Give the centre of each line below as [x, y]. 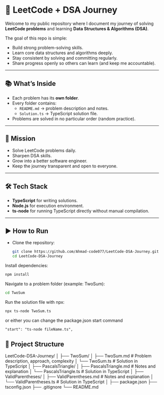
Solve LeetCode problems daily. [44, 150]
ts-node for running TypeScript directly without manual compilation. [81, 211]
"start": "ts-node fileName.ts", [39, 329]
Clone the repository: [33, 243]
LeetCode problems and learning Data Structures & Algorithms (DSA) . [77, 28]
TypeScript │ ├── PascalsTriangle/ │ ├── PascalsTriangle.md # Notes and [81, 366]
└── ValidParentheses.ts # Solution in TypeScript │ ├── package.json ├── [81, 382]
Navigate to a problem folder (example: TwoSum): [55, 284]
